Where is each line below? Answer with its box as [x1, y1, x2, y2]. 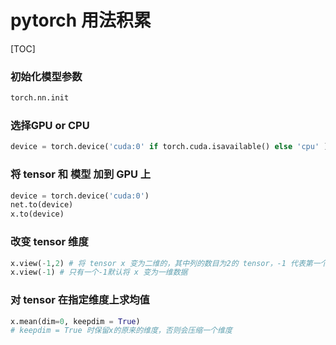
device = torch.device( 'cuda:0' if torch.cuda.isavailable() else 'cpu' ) [10, 142, 329, 152]
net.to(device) [10, 200, 74, 210]
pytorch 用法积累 [10, 9, 152, 32]
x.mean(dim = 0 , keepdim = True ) [10, 316, 141, 326]
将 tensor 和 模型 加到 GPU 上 [10, 167, 152, 181]
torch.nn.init [10, 93, 70, 103]
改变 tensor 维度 [10, 235, 89, 249]
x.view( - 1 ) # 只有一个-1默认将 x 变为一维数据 [10, 267, 188, 278]
